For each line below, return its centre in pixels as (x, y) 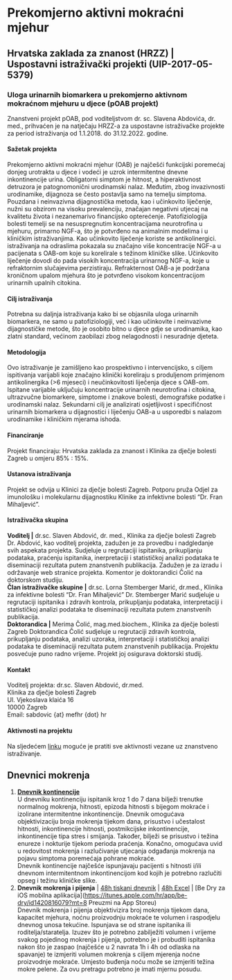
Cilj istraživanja (30, 299)
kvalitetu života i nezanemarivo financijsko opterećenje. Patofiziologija (107, 216)
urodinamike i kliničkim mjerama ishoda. (64, 419)
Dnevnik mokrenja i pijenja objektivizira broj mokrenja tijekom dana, (113, 910)
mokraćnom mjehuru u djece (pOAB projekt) (83, 104)
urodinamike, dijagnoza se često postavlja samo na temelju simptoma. (107, 194)
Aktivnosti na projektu (40, 730)
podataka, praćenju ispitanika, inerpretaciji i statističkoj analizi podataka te (113, 558)
